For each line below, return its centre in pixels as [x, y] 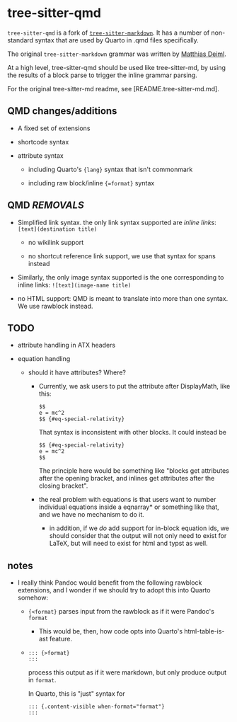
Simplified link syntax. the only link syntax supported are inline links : [117, 222]
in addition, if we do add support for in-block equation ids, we [139, 528]
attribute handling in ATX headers [66, 345]
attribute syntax [40, 155]
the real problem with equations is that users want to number [127, 500]
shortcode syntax [43, 142]
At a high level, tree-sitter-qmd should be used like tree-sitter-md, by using [117, 67]
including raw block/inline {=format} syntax [91, 183]
